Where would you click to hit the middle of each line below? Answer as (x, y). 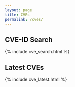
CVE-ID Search (29, 39)
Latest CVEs (25, 68)
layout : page (19, 10)
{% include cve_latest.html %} (36, 79)
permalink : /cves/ (24, 19)
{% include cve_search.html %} (37, 52)
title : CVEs (17, 15)
